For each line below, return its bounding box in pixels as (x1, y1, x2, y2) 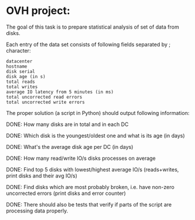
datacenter (6, 58, 33, 64)
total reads (6, 79, 35, 85)
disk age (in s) (6, 74, 46, 79)
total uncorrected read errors (6, 94, 83, 100)
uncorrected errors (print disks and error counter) (6, 190, 126, 197)
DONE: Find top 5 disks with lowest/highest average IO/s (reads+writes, (6, 166, 179, 173)
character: (6, 47, 31, 54)
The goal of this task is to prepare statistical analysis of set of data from (6, 23, 180, 30)
